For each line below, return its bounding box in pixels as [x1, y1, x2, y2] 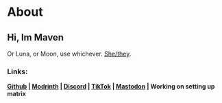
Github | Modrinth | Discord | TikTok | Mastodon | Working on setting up [7, 82, 215, 91]
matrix [7, 90, 26, 98]
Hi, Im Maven [7, 32, 64, 43]
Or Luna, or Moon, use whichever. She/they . [7, 49, 132, 58]
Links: [7, 67, 28, 76]
